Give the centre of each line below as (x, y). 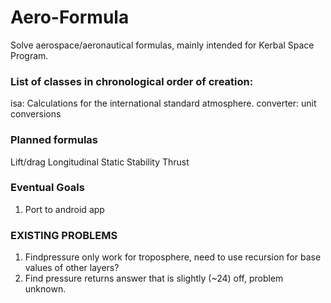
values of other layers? (72, 268)
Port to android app (64, 209)
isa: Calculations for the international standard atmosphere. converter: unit (163, 103)
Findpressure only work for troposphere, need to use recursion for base (173, 257)
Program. (29, 55)
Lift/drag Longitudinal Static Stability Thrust (100, 162)
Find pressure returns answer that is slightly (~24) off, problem (154, 278)
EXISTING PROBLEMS (64, 235)
